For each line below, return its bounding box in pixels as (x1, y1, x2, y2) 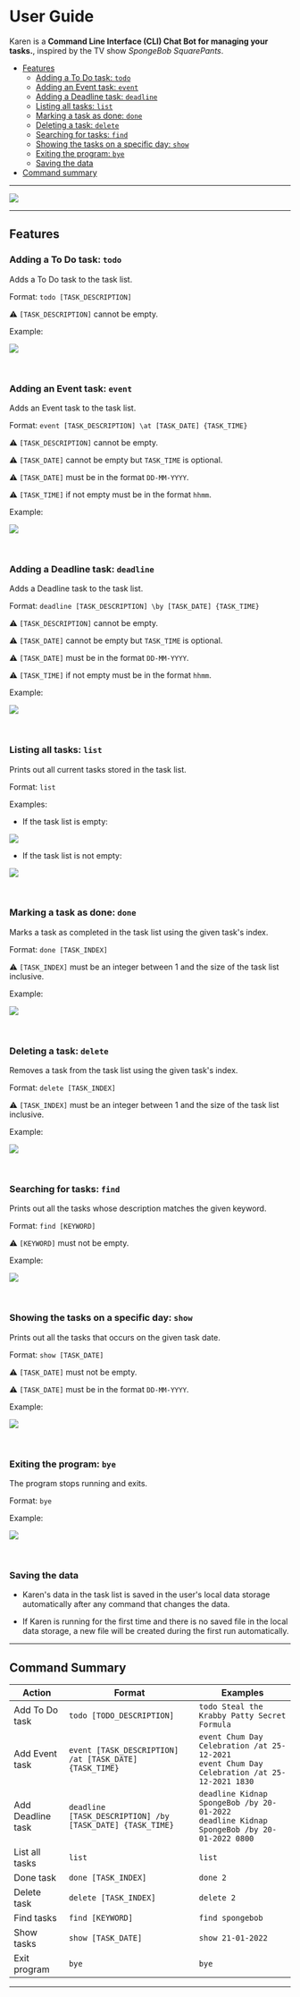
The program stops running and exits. (9, 1478, 148, 1488)
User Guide (9, 6, 95, 27)
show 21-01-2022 (198, 1934, 268, 1943)
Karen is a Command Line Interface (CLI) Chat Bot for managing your (9, 36, 269, 47)
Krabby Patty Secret (198, 1711, 287, 1721)
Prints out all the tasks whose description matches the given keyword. (9, 1203, 267, 1214)
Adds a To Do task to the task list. (9, 274, 133, 284)
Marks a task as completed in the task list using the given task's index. (9, 927, 269, 937)
